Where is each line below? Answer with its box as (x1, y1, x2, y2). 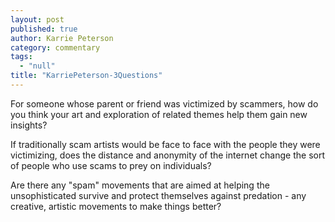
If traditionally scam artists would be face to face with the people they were (10, 138, 321, 150)
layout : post (10, 14, 65, 25)
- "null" (19, 61, 56, 71)
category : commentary (10, 42, 101, 53)
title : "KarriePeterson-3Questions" (10, 71, 163, 81)
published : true (10, 24, 78, 34)
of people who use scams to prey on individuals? (10, 159, 212, 171)
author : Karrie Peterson (10, 33, 114, 43)
